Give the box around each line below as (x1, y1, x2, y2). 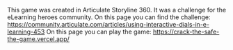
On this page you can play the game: (46, 27, 152, 36)
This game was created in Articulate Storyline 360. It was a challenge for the (7, 6, 227, 14)
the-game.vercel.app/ (7, 35, 70, 43)
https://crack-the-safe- (152, 27, 220, 36)
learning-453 (7, 27, 45, 36)
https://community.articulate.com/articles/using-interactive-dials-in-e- (7, 21, 210, 28)
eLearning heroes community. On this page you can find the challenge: (7, 13, 211, 21)
